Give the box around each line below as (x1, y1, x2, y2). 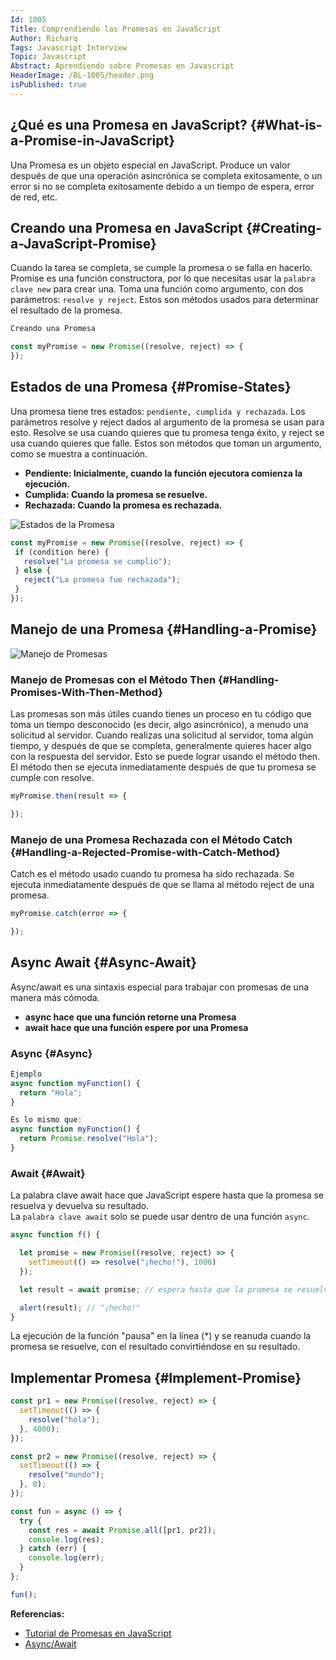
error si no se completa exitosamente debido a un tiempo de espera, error (10, 180, 315, 192)
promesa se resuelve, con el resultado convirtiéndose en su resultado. (10, 1341, 301, 1353)
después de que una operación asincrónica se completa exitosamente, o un (10, 169, 323, 181)
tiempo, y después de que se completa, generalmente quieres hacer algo (10, 740, 312, 752)
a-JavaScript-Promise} (10, 235, 157, 252)
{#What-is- (249, 117, 323, 134)
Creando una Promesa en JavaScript (10, 219, 243, 236)
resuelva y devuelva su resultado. (10, 1200, 150, 1212)
